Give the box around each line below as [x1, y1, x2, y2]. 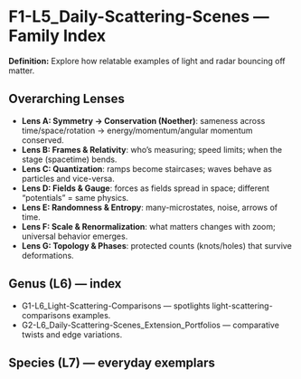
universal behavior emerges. [21, 231, 128, 242]
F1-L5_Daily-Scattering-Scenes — [8, 6, 270, 27]
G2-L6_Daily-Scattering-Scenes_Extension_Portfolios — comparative [21, 319, 279, 330]
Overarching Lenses [8, 91, 126, 107]
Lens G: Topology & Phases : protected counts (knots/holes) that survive [21, 240, 293, 251]
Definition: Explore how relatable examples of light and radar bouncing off [8, 55, 286, 66]
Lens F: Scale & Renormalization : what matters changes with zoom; [21, 221, 277, 232]
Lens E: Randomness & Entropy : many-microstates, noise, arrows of [21, 202, 277, 213]
